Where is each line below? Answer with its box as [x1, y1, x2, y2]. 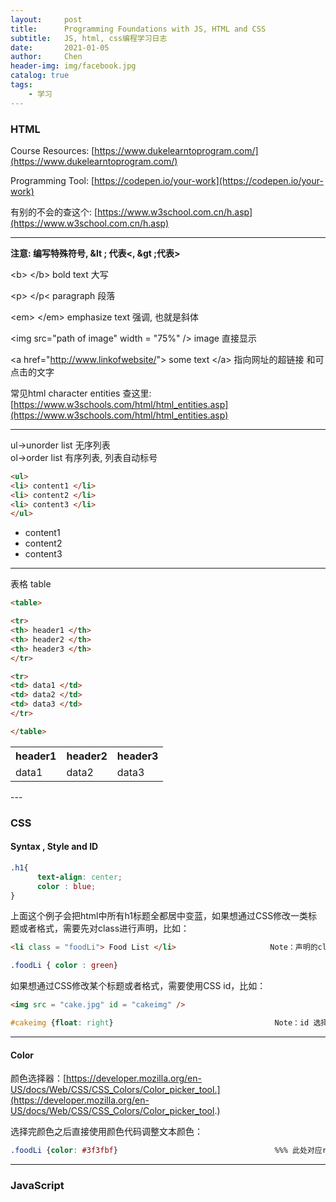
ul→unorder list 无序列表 [10, 439, 111, 451]
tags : [10, 80, 33, 90]
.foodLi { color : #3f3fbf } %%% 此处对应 [10, 1146, 323, 1156]
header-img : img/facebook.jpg [10, 61, 137, 71]
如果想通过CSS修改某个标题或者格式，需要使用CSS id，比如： [10, 980, 267, 992]
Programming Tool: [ [10, 174, 95, 186]
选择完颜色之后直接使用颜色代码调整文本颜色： [10, 1126, 203, 1138]
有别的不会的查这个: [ [10, 206, 98, 218]
